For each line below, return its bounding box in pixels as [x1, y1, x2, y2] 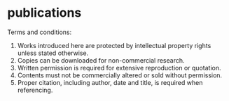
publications [7, 5, 82, 21]
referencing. [17, 86, 53, 94]
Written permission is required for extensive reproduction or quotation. [17, 63, 221, 72]
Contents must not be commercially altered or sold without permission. [17, 71, 223, 79]
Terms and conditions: [7, 28, 72, 36]
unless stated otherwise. [17, 49, 89, 57]
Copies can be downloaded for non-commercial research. [17, 56, 185, 64]
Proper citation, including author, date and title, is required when [17, 78, 203, 86]
